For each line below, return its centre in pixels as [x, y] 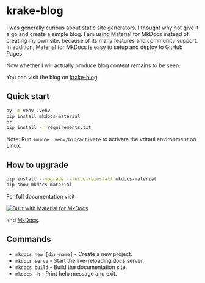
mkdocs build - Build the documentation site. [71, 267]
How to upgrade [38, 165]
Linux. [14, 146]
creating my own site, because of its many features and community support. [102, 40]
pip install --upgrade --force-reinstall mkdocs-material [81, 179]
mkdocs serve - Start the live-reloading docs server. [80, 260]
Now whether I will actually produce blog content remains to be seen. [94, 65]
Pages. [15, 53]
